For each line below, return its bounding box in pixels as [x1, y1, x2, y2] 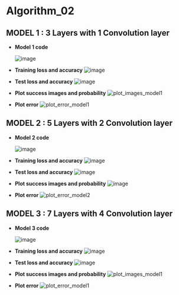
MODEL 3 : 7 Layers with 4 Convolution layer [6, 209, 173, 219]
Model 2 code [14, 134, 49, 141]
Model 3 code [14, 224, 50, 231]
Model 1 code [14, 43, 48, 50]
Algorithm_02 [6, 4, 75, 18]
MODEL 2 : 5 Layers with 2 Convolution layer [6, 118, 173, 128]
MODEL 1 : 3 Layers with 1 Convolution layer [6, 28, 170, 38]
